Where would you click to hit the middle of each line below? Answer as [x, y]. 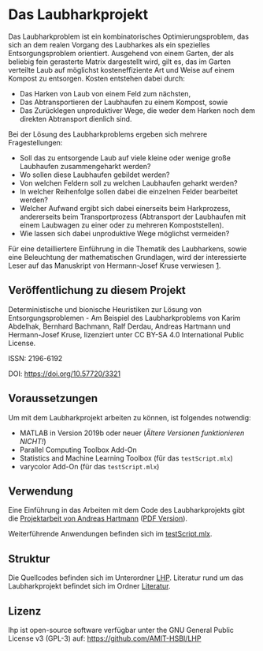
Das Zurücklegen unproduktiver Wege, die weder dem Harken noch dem [137, 110]
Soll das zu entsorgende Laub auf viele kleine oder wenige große [125, 158]
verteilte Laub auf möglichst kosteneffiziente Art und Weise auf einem [121, 70]
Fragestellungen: [35, 142]
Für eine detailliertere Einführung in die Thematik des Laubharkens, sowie [128, 248]
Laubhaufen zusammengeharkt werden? [85, 166]
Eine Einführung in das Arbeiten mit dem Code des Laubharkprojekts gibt [127, 510]
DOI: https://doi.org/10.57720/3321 [64, 374]
